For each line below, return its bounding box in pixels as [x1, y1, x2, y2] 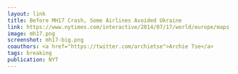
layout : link [7, 10, 46, 18]
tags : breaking [7, 50, 52, 57]
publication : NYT [7, 56, 59, 63]
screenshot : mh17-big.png [7, 37, 84, 44]
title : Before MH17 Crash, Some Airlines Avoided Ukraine [7, 17, 182, 24]
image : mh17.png [7, 30, 55, 37]
